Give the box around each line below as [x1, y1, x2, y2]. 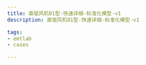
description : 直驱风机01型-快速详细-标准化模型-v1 [7, 16, 140, 23]
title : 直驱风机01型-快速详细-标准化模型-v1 [7, 10, 121, 17]
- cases [7, 42, 29, 49]
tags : [7, 29, 23, 36]
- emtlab [7, 35, 32, 42]
